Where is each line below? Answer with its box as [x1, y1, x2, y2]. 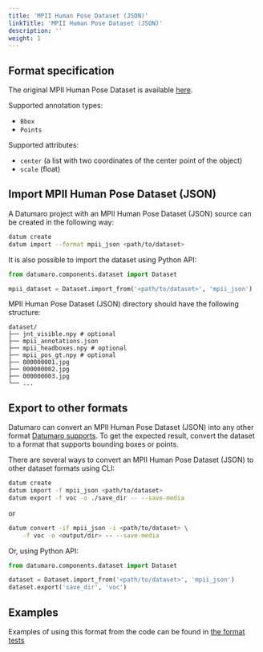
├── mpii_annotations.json [8, 338, 99, 346]
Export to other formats [8, 401, 128, 415]
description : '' [8, 26, 63, 34]
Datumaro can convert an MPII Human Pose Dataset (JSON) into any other [8, 423, 254, 432]
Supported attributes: [8, 140, 79, 150]
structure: [8, 308, 41, 318]
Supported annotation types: [8, 101, 103, 111]
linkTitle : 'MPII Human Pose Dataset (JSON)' [8, 19, 163, 27]
